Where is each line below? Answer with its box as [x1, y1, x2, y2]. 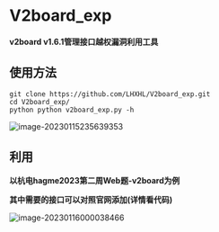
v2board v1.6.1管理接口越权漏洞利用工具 [9, 36, 159, 47]
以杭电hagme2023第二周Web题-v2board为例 [9, 174, 180, 185]
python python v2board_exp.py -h [9, 105, 135, 114]
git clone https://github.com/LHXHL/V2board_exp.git [9, 89, 211, 99]
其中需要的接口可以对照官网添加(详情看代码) [9, 194, 173, 205]
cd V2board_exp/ [9, 97, 70, 106]
